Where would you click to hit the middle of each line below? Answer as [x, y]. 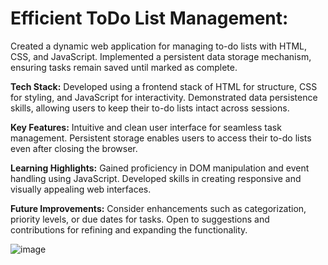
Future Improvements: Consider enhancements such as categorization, [158, 208]
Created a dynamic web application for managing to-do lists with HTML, [159, 46]
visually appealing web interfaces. [81, 189]
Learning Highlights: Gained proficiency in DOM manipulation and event [160, 168]
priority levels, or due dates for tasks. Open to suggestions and [140, 219]
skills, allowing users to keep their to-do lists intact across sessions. [150, 108]
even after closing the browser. [74, 148]
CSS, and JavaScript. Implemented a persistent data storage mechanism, [161, 56]
